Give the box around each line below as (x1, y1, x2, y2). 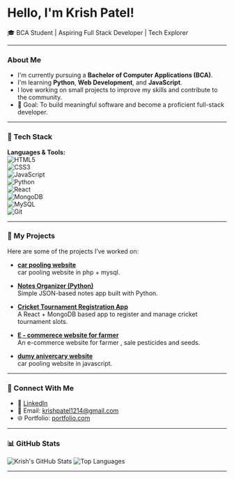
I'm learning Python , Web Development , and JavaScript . (17, 78, 182, 87)
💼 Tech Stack (7, 132, 53, 142)
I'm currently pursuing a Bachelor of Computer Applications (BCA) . (17, 71, 213, 80)
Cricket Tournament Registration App (17, 302, 129, 311)
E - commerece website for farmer (17, 330, 119, 339)
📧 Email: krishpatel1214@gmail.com (17, 406, 119, 415)
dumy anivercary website (17, 351, 93, 360)
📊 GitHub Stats (7, 439, 61, 448)
